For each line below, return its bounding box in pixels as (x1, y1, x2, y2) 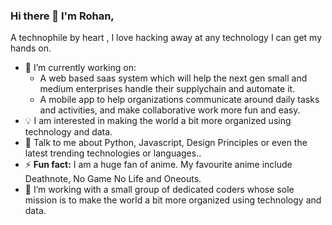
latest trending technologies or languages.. (24, 147, 202, 159)
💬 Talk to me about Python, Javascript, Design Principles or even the (24, 137, 308, 149)
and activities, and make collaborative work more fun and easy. (39, 104, 301, 116)
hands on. (10, 42, 52, 54)
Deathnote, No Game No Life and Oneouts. (24, 173, 202, 185)
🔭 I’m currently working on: (24, 62, 137, 74)
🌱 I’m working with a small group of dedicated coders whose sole (24, 184, 295, 196)
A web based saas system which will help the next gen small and (39, 72, 308, 84)
